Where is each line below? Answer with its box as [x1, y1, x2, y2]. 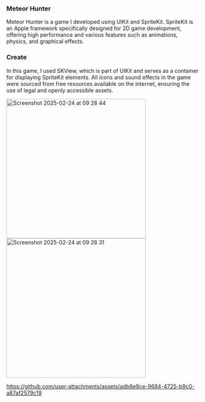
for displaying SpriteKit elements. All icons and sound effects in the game [6, 74, 192, 81]
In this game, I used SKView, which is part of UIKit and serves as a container [6, 67, 199, 74]
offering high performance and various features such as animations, [6, 31, 178, 39]
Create [6, 53, 28, 62]
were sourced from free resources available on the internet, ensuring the [6, 80, 190, 87]
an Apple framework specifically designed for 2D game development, [6, 25, 182, 32]
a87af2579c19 [6, 389, 42, 396]
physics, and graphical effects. [6, 38, 84, 45]
